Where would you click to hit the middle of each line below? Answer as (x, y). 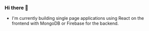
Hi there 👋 (17, 8)
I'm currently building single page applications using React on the (78, 18)
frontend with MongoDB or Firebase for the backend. (65, 23)
